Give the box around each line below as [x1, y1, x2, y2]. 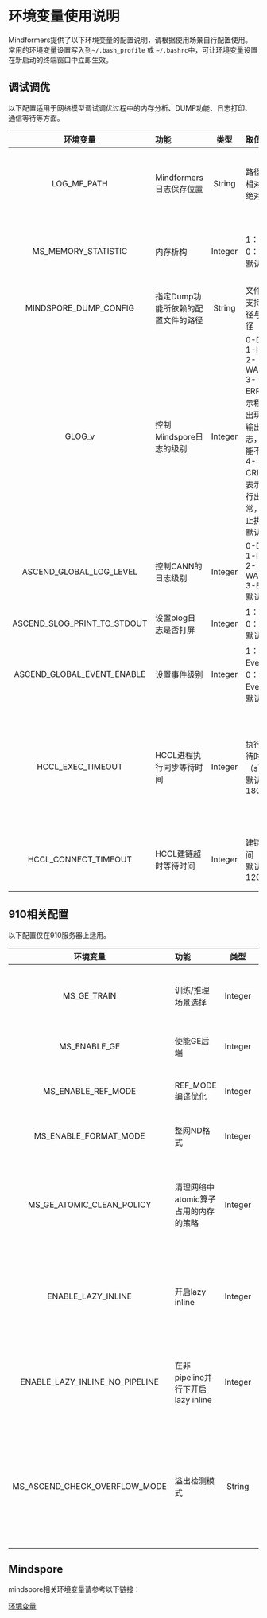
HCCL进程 [154, 749, 194, 760]
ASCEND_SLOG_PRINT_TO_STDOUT [12, 618, 148, 629]
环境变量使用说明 [8, 7, 121, 25]
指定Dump [154, 291, 194, 302]
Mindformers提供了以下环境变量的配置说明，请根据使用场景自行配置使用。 [8, 35, 253, 45]
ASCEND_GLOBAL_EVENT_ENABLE [14, 668, 146, 679]
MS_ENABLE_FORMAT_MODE [33, 1130, 145, 1141]
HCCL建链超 [154, 848, 202, 859]
